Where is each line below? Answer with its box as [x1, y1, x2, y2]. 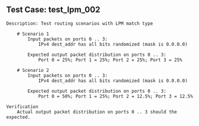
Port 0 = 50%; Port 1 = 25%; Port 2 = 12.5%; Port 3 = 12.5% [38, 93, 194, 99]
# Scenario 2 [17, 67, 49, 73]
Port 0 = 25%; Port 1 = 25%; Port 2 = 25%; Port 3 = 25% [38, 56, 183, 63]
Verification [6, 103, 39, 109]
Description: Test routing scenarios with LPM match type [6, 20, 153, 26]
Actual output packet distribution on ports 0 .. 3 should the [17, 109, 178, 115]
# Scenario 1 [17, 31, 49, 37]
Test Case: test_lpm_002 [6, 5, 101, 15]
